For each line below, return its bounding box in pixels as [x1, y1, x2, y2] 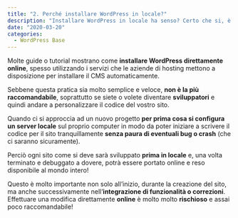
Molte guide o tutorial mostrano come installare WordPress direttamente [7, 56, 223, 65]
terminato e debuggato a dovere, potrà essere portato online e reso [7, 158, 205, 167]
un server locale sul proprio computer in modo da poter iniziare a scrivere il [7, 122, 230, 130]
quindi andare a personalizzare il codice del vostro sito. [7, 100, 170, 109]
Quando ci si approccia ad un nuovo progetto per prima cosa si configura [7, 115, 225, 123]
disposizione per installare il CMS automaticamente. [7, 72, 160, 81]
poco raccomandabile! [7, 202, 73, 211]
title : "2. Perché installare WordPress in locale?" [7, 10, 167, 18]
